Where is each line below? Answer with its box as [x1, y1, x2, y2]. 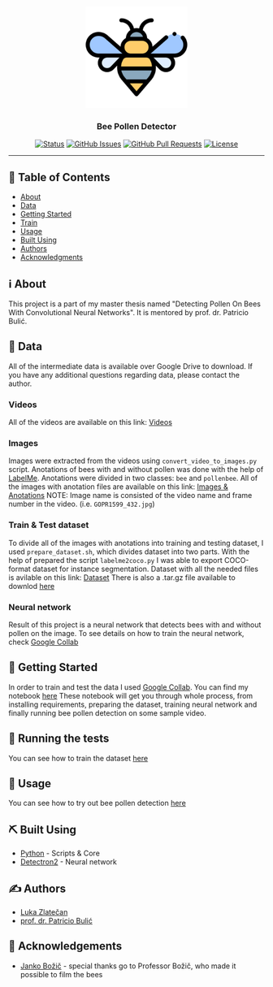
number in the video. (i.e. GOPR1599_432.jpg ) [8, 499, 155, 509]
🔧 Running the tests [8, 732, 110, 746]
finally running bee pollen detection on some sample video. [8, 708, 207, 717]
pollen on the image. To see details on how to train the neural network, [8, 628, 245, 638]
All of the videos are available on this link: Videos [8, 418, 173, 427]
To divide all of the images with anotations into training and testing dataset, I [8, 538, 264, 548]
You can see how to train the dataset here [8, 753, 149, 763]
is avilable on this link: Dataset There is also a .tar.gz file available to [8, 572, 236, 582]
